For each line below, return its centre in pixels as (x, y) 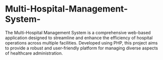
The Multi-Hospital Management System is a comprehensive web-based (78, 32)
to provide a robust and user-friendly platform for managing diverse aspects (81, 48)
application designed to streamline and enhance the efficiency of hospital (79, 38)
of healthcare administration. (34, 53)
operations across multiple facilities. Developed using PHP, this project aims (81, 43)
